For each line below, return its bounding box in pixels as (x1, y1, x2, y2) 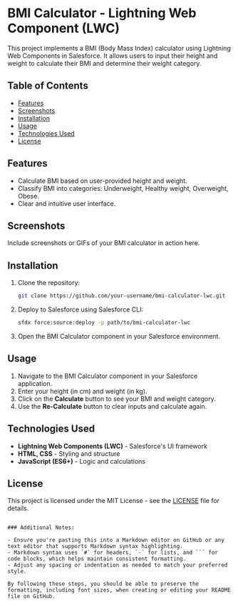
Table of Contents (7, 80, 89, 92)
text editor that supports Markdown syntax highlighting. (7, 543, 183, 550)
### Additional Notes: (7, 524, 75, 532)
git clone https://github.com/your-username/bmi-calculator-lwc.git (17, 292, 226, 299)
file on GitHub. (7, 593, 56, 600)
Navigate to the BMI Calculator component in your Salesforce (17, 372, 198, 380)
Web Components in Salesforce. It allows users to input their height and (7, 51, 218, 60)
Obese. (17, 192, 39, 200)
